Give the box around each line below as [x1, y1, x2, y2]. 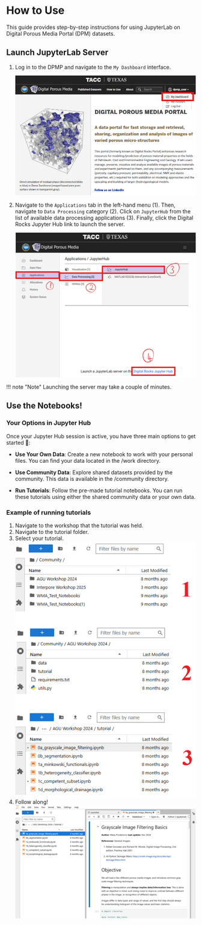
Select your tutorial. [14, 535, 64, 542]
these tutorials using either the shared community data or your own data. [14, 493, 196, 500]
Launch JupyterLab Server [6, 48, 109, 58]
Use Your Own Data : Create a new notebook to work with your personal [14, 450, 194, 458]
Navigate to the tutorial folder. [14, 528, 89, 535]
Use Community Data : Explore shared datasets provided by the [14, 468, 173, 476]
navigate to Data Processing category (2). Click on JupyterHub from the [14, 207, 191, 215]
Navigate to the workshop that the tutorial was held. [14, 522, 144, 529]
